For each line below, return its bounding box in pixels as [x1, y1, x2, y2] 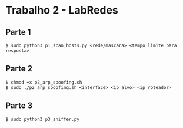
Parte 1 [5, 27, 31, 37]
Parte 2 [5, 64, 33, 74]
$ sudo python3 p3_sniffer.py [5, 116, 80, 122]
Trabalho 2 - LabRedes [5, 4, 118, 17]
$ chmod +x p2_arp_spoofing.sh [5, 79, 82, 86]
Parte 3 [5, 101, 33, 111]
